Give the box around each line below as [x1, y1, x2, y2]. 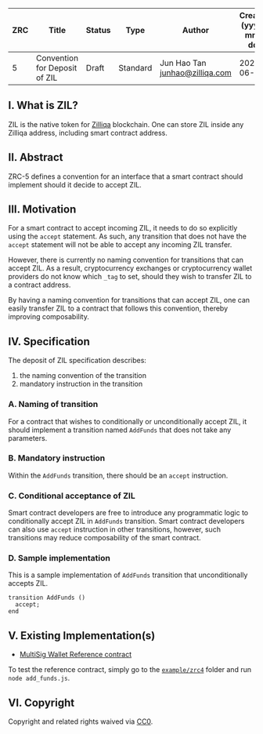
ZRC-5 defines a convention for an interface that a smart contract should [8, 172, 243, 181]
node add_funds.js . [8, 674, 70, 683]
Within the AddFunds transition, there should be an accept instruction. [8, 471, 229, 480]
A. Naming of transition [8, 399, 99, 410]
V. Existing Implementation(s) [8, 629, 156, 642]
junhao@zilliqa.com [159, 67, 232, 78]
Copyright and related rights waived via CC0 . [8, 717, 153, 726]
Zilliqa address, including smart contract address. [8, 128, 168, 137]
